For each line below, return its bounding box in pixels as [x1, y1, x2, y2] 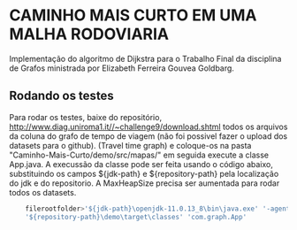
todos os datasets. [9, 187, 77, 197]
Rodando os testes [9, 88, 115, 103]
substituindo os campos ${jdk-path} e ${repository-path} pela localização [9, 168, 279, 179]
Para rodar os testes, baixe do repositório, [9, 111, 162, 122]
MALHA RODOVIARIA [9, 24, 170, 44]
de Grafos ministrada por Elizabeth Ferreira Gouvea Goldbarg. [9, 63, 234, 73]
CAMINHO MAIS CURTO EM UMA [9, 5, 257, 26]
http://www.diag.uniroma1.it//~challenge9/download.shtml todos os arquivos [9, 121, 288, 132]
